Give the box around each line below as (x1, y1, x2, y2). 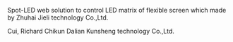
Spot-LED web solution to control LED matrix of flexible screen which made (7, 6, 227, 14)
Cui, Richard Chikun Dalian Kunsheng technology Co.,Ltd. (7, 27, 175, 35)
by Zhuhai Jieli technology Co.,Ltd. (7, 13, 109, 22)
